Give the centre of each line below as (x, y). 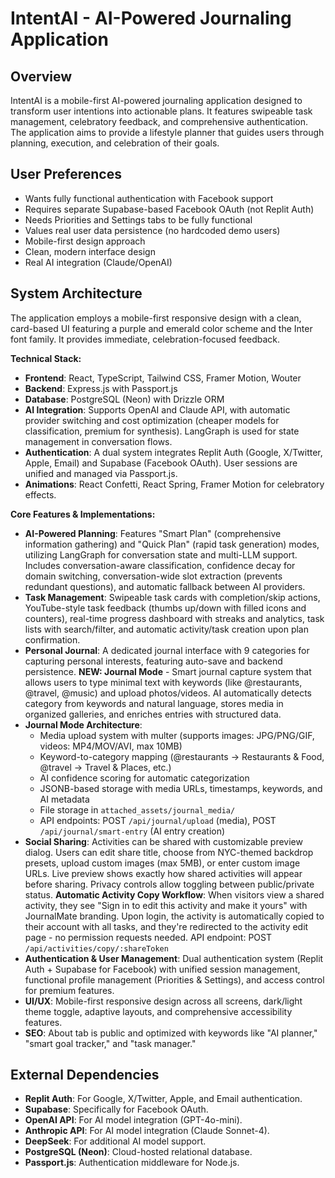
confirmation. (52, 639)
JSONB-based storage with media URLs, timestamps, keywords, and (181, 788)
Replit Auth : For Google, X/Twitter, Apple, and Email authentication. (163, 1099)
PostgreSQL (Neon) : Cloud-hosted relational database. (138, 1152)
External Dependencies (85, 1075)
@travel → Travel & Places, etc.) (105, 767)
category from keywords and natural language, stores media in (154, 703)
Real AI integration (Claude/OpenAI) (98, 262)
